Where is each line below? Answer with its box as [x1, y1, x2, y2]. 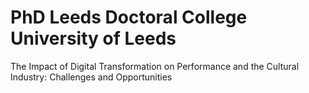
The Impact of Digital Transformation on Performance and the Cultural [10, 60, 300, 72]
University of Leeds [10, 27, 177, 50]
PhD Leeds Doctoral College [10, 6, 248, 29]
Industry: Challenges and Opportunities [10, 71, 173, 83]
